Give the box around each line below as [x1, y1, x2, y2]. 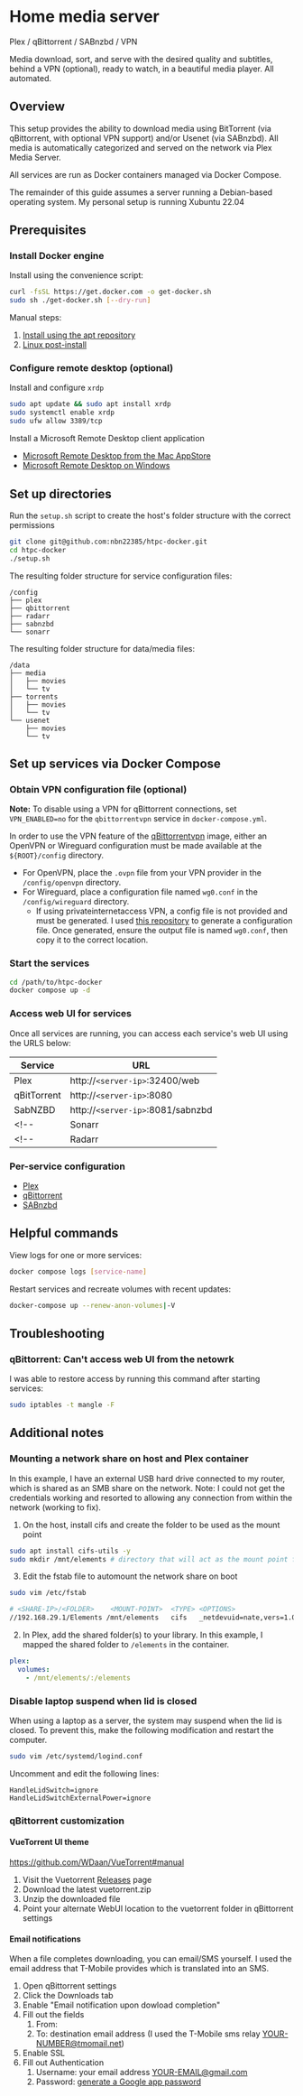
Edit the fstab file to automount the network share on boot [22, 1571, 238, 1581]
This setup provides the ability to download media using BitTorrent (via [9, 123, 272, 134]
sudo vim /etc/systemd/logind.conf [9, 1751, 143, 1761]
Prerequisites [9, 223, 87, 238]
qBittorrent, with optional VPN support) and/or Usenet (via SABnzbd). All [9, 133, 279, 144]
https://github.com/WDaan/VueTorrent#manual [9, 1857, 185, 1868]
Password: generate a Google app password [35, 2076, 201, 2087]
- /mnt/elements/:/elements [25, 1673, 131, 1683]
